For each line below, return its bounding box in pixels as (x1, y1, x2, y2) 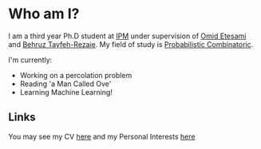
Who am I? (8, 5, 80, 23)
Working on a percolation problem (19, 70, 132, 80)
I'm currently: (8, 55, 53, 65)
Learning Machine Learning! (19, 87, 113, 96)
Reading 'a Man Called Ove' (19, 79, 112, 88)
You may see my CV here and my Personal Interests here (8, 131, 196, 141)
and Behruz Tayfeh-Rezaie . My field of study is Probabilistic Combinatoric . (8, 39, 254, 49)
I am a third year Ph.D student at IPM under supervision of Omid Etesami (8, 31, 247, 41)
